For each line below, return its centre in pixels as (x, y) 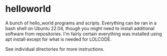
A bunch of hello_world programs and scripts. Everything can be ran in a (81, 23)
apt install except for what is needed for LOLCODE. (58, 39)
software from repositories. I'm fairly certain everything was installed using (84, 34)
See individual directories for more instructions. (55, 49)
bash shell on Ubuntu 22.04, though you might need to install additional (80, 28)
